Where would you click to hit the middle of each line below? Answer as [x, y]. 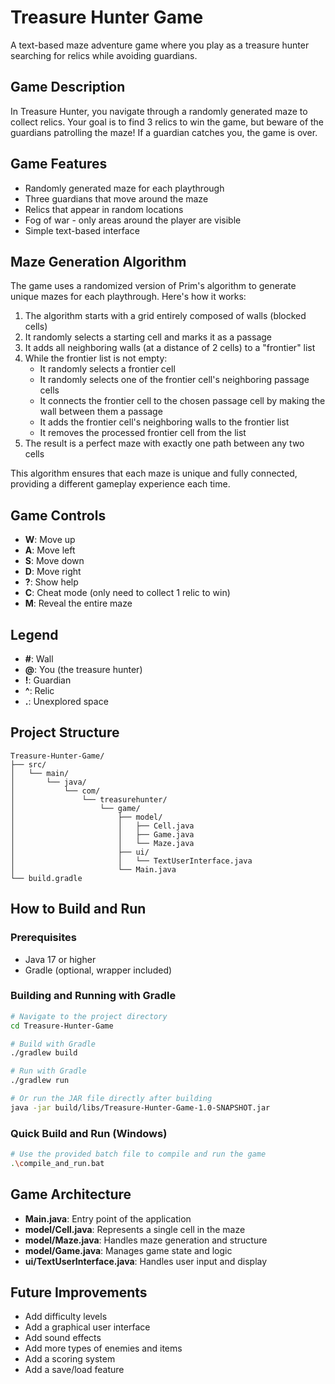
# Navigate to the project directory [89, 1016]
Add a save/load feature [74, 1370]
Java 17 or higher [60, 959]
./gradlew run [40, 1081]
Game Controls [58, 515]
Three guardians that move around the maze [116, 198]
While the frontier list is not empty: [96, 358]
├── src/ [28, 764]
